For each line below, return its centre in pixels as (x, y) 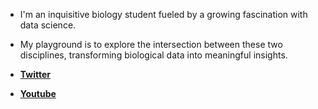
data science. (48, 25)
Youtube (38, 93)
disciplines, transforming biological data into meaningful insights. (153, 55)
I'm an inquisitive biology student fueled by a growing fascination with (163, 14)
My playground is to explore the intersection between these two (151, 44)
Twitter (35, 74)
